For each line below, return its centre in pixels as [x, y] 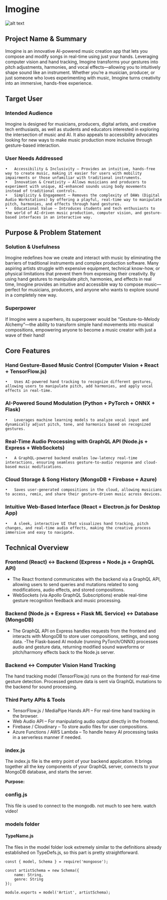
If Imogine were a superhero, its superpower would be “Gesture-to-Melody [82, 319]
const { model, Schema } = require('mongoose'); [57, 862]
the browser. [25, 716]
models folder [22, 824]
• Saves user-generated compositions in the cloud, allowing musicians [84, 490]
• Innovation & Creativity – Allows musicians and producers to [76, 182]
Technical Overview [37, 548]
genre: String [29, 879]
